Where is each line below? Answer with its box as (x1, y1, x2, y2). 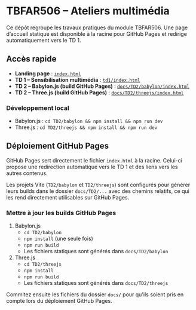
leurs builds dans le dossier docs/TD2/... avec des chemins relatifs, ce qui (6, 187, 189, 195)
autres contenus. (6, 169, 48, 177)
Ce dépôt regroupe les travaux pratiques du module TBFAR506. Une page (6, 24, 188, 31)
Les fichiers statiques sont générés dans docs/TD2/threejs (23, 280, 169, 287)
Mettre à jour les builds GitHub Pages (6, 208, 117, 217)
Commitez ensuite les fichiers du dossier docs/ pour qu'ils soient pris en (6, 291, 184, 298)
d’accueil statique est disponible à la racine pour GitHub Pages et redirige (6, 30, 187, 37)
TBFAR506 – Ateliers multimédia (6, 4, 170, 18)
